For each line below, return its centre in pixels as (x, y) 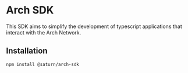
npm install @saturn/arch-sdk (43, 64)
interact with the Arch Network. (44, 32)
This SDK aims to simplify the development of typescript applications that (94, 26)
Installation (27, 51)
